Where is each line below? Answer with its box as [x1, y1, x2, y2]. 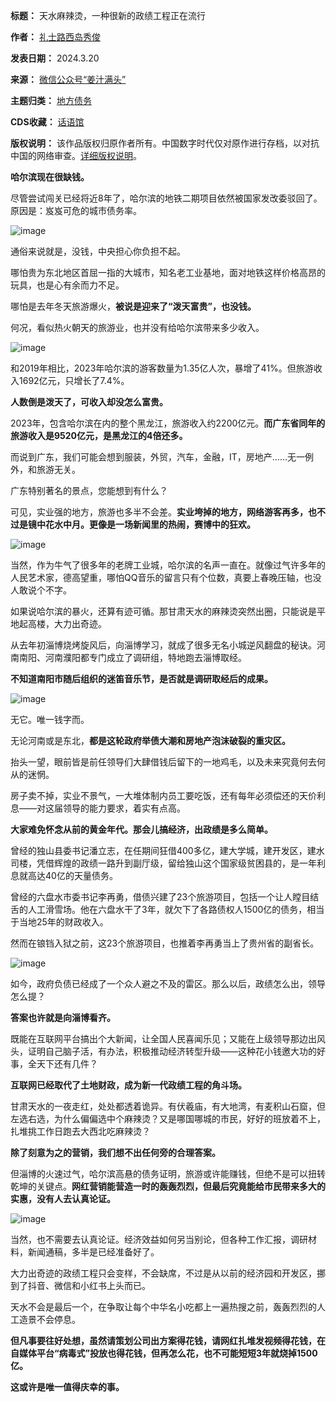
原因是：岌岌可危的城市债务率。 [10, 205, 142, 216]
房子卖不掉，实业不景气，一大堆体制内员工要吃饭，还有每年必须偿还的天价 [10, 790, 317, 801]
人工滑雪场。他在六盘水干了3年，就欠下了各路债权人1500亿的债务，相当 [27, 904, 325, 915]
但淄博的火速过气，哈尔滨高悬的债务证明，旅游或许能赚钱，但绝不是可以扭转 [10, 1168, 326, 1179]
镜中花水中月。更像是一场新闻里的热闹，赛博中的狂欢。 [27, 519, 256, 530]
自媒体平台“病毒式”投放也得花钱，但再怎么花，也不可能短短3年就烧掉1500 [10, 1347, 318, 1359]
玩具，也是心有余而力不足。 [10, 279, 125, 291]
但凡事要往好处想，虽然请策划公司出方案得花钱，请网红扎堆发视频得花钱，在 [10, 1335, 326, 1346]
